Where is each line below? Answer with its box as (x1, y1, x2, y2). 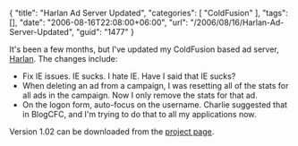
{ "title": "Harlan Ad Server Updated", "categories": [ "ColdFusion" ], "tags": (9, 8, 288, 18)
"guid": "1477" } (75, 27, 134, 37)
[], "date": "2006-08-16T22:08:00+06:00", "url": (9, 17, 189, 28)
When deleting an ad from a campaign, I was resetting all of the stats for (21, 81, 289, 90)
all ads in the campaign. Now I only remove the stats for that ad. (21, 90, 258, 100)
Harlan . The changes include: (9, 54, 118, 64)
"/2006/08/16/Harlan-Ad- (190, 17, 285, 28)
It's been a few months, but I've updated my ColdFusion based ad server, (9, 44, 279, 55)
